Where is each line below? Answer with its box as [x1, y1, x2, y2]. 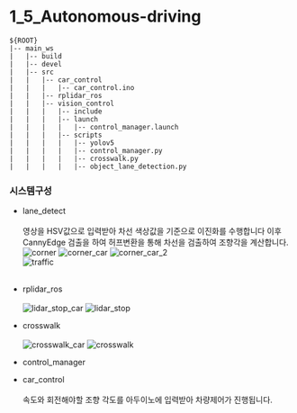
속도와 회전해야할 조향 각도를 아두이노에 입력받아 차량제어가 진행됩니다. [22, 394, 273, 406]
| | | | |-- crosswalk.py [9, 154, 139, 163]
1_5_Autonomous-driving [9, 6, 202, 27]
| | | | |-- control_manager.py [9, 146, 164, 155]
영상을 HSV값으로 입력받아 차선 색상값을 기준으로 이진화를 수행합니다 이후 [22, 226, 282, 237]
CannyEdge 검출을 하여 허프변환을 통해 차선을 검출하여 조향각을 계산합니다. [22, 237, 290, 248]
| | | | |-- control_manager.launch [9, 122, 179, 131]
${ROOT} [9, 36, 39, 45]
